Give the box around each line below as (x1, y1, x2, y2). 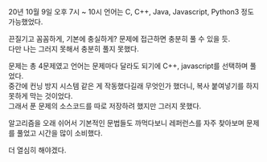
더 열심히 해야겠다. (8, 145, 67, 155)
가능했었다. (8, 17, 43, 26)
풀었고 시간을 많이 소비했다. (16, 128, 103, 138)
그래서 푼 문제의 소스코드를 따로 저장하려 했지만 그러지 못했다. (8, 101, 202, 111)
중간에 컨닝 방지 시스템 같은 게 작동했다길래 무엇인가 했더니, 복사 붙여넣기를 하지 (8, 81, 260, 91)
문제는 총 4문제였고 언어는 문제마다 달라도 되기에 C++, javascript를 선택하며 (8, 61, 249, 71)
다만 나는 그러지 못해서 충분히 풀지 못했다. (8, 44, 139, 54)
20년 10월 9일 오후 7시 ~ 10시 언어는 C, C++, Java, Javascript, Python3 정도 (8, 7, 255, 16)
